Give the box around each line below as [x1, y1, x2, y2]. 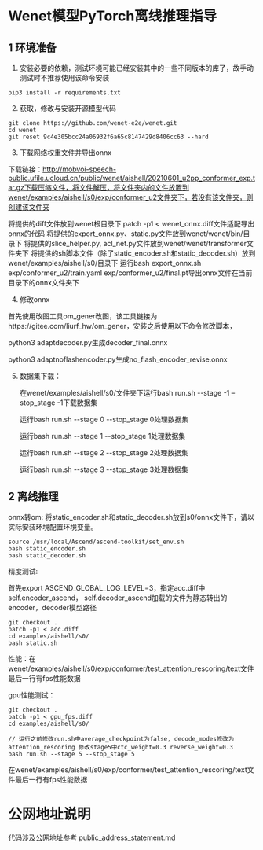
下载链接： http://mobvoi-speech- [8, 164, 116, 174]
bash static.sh [8, 638, 58, 647]
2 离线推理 [8, 490, 59, 503]
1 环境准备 [8, 41, 57, 54]
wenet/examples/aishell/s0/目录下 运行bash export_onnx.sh [8, 259, 202, 267]
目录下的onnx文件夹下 [8, 278, 80, 287]
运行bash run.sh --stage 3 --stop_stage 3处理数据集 [19, 465, 188, 474]
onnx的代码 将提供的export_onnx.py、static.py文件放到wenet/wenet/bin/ [8, 229, 243, 238]
